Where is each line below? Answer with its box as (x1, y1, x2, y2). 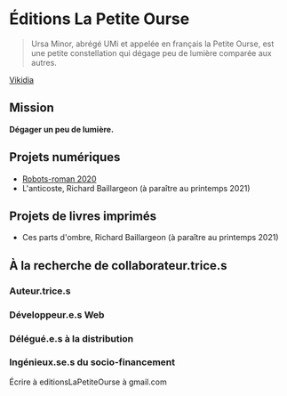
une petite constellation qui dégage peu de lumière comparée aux (30, 47, 273, 58)
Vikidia (9, 74, 34, 85)
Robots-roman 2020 (21, 174, 97, 184)
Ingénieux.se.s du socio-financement (9, 356, 176, 368)
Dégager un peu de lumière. (9, 124, 114, 134)
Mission (9, 101, 55, 116)
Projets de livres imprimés (9, 208, 157, 223)
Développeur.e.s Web (9, 308, 105, 320)
